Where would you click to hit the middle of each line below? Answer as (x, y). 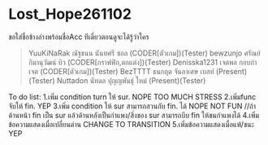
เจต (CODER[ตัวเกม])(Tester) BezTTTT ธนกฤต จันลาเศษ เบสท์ (121, 71)
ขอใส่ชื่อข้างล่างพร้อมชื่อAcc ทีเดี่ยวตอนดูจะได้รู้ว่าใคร (79, 37)
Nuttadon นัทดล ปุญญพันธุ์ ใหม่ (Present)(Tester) (131, 80)
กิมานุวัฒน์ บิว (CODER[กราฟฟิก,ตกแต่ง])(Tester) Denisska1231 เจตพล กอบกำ (143, 62)
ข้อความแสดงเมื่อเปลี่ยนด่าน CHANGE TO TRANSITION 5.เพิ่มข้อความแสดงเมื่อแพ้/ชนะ (131, 124)
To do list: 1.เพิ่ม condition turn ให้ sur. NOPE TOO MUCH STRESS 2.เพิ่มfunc (132, 97)
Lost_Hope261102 (70, 14)
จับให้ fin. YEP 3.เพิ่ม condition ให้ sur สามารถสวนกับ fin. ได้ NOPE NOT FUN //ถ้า (132, 106)
